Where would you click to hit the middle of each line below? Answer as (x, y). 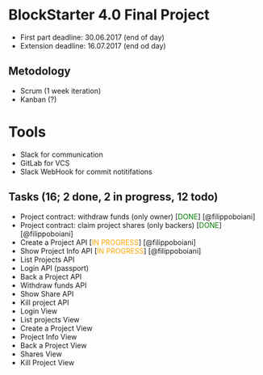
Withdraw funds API (53, 285)
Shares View (41, 354)
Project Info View (48, 336)
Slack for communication (61, 154)
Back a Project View (53, 345)
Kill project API (44, 302)
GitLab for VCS (45, 162)
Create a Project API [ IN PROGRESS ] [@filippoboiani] (108, 242)
